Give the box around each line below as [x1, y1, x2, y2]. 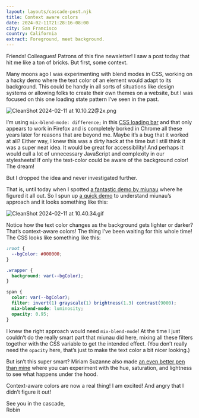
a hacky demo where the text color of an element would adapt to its [6, 77, 172, 84]
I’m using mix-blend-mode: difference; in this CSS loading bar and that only [6, 119, 192, 125]
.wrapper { [6, 267, 33, 273]
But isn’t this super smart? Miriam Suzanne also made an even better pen [6, 357, 185, 365]
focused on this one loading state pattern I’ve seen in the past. [6, 96, 159, 103]
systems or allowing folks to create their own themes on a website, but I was [6, 90, 193, 96]
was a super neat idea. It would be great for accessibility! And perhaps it [6, 144, 184, 151]
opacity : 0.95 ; [11, 311, 49, 317]
